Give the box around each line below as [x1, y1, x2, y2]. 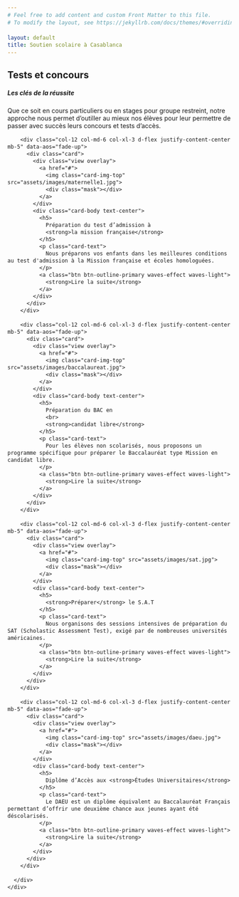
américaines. [7, 634, 46, 642]
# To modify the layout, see [7, 19, 94, 26]
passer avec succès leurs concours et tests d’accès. [7, 122, 161, 130]
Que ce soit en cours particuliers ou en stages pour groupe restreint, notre [7, 107, 225, 115]
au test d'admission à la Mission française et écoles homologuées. [7, 257, 215, 265]
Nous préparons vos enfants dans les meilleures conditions [45, 250, 228, 258]
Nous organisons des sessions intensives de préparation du [45, 620, 228, 628]
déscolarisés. [7, 812, 50, 820]
